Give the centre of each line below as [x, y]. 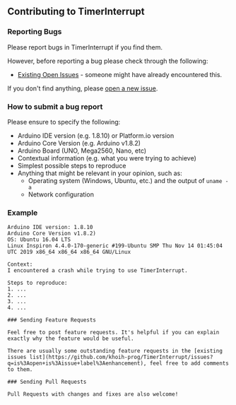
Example [23, 213]
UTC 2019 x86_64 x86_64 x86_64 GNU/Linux [69, 252]
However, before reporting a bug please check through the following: [108, 61]
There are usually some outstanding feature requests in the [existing [115, 351]
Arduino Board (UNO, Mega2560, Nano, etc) [82, 151]
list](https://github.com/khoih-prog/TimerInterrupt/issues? [121, 357]
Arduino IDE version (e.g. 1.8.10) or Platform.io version [96, 135]
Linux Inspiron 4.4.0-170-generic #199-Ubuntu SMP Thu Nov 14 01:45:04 [115, 246]
